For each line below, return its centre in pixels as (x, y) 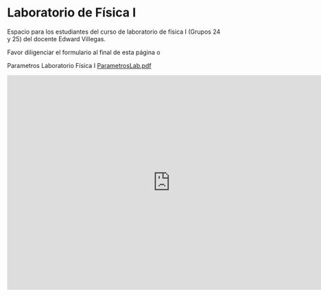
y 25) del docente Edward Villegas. (57, 38)
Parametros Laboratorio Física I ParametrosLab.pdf (80, 65)
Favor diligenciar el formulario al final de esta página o (84, 52)
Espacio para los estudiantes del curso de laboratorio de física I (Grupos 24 (114, 32)
